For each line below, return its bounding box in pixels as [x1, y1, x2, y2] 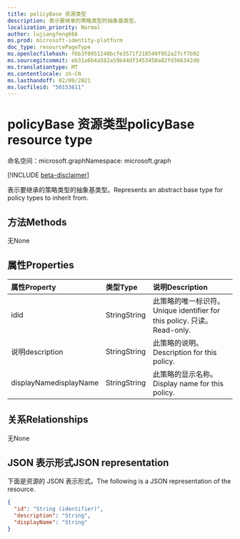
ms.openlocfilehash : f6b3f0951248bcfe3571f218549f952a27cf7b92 [7, 51, 200, 58]
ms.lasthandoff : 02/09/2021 [7, 76, 91, 84]
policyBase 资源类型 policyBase [7, 116, 195, 133]
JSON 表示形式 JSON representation [7, 457, 169, 469]
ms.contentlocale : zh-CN [7, 70, 81, 77]
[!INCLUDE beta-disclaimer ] [7, 171, 89, 179]
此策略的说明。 [152, 338, 204, 348]
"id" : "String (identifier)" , [14, 505, 104, 513]
